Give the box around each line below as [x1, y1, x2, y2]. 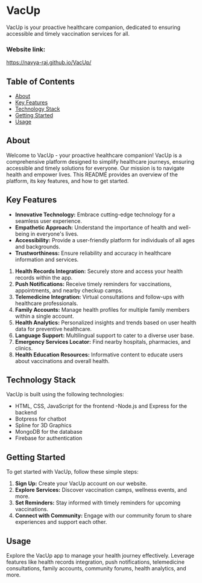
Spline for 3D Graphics [14, 422, 72, 429]
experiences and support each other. [14, 518, 107, 526]
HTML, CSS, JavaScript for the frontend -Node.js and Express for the [14, 402, 188, 410]
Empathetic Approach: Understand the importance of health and [14, 224, 178, 231]
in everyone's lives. [30, 230, 79, 237]
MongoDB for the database [14, 428, 83, 436]
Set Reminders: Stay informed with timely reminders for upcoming [14, 499, 181, 506]
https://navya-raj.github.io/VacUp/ [6, 59, 92, 66]
